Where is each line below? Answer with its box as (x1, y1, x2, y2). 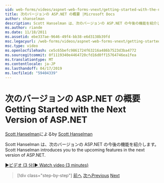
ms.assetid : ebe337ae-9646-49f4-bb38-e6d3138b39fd (5, 35, 110, 40)
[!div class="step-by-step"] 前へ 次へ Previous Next (17, 172, 120, 178)
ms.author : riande (5, 25, 42, 30)
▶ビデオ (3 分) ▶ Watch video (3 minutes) (5, 162, 89, 168)
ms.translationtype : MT (5, 57, 54, 62)
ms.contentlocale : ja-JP (5, 61, 56, 66)
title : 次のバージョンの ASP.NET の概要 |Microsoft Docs (5, 12, 115, 17)
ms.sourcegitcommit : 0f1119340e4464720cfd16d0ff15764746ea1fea (5, 52, 137, 58)
